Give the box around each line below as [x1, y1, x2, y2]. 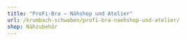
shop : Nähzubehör [7, 23, 58, 30]
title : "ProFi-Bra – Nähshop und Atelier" [7, 10, 133, 17]
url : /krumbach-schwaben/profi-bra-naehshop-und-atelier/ [7, 17, 180, 24]
